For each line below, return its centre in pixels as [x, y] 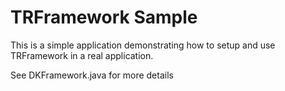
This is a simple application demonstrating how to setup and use [143, 45]
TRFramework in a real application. [82, 55]
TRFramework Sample [104, 17]
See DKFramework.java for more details [92, 75]
